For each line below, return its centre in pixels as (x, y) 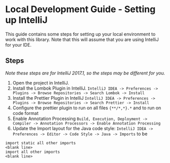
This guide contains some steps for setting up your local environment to (80, 34)
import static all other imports (41, 143)
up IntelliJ (26, 20)
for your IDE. (19, 45)
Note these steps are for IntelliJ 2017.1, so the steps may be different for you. (85, 73)
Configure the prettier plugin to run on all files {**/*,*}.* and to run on (87, 108)
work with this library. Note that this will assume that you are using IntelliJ (82, 39)
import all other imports (32, 152)
